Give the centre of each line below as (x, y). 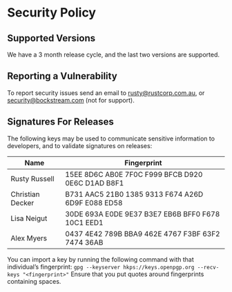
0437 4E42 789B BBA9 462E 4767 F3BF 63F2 (143, 233)
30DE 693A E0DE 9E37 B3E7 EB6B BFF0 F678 (143, 213)
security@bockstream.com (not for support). (71, 100)
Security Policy (52, 13)
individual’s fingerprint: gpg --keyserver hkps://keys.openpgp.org (101, 267)
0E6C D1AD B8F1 (95, 182)
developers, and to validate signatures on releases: (80, 145)
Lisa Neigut (29, 218)
